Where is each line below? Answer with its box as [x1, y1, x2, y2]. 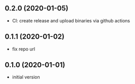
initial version [12, 74, 40, 80]
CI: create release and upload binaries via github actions [12, 17, 130, 23]
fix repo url [12, 46, 36, 52]
